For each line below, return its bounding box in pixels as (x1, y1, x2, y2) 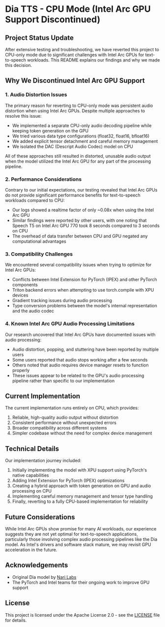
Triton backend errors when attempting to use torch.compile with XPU (12, 287, 154, 293)
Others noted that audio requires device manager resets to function (12, 362, 149, 368)
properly (12, 367, 30, 373)
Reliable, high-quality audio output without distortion (12, 415, 119, 421)
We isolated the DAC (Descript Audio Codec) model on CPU (12, 143, 134, 149)
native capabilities (12, 472, 49, 478)
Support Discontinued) (5, 14, 101, 25)
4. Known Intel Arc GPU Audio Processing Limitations (5, 320, 135, 327)
